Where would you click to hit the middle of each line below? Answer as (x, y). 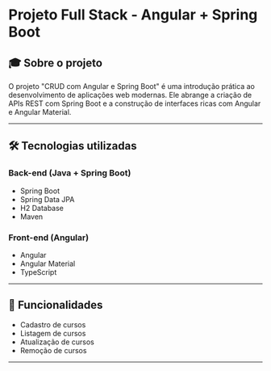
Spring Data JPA (47, 199)
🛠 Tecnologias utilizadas (73, 146)
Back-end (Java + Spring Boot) (70, 173)
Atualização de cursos (57, 342)
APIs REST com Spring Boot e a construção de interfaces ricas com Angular (135, 103)
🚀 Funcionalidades (56, 305)
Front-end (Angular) (49, 238)
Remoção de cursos (53, 350)
